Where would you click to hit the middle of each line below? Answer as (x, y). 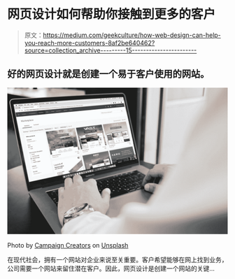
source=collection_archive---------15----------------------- (111, 50)
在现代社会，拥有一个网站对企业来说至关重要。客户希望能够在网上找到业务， (117, 260)
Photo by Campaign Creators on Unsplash (68, 245)
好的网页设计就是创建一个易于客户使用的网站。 (108, 74)
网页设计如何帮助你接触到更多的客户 (112, 14)
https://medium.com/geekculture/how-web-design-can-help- (132, 35)
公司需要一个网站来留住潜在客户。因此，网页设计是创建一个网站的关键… (111, 269)
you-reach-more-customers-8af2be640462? (90, 43)
